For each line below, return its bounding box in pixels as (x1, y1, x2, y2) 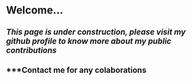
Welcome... (6, 4, 63, 17)
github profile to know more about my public (6, 36, 172, 46)
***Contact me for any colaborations (6, 65, 147, 75)
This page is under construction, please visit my (6, 27, 186, 37)
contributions (6, 45, 57, 55)
